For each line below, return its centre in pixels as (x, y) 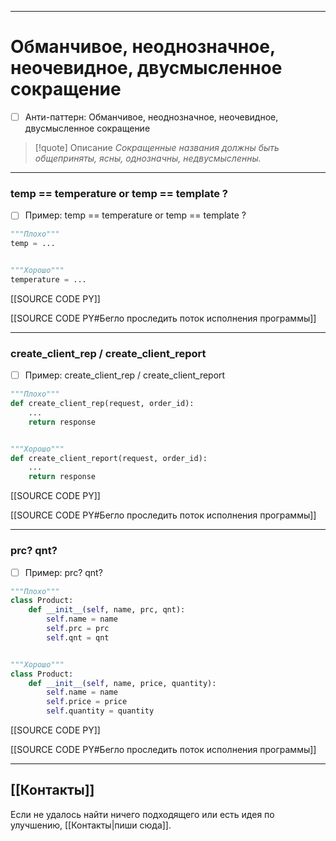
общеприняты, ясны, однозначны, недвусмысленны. (148, 158)
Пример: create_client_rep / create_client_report (125, 375)
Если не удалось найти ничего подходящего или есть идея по (142, 814)
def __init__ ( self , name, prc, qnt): (107, 610)
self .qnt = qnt (78, 637)
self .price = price (87, 702)
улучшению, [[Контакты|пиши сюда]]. (91, 825)
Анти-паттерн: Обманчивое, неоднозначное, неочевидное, (151, 117)
